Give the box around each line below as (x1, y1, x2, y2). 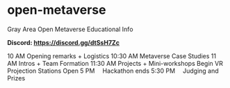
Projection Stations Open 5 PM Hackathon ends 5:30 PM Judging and (7, 67, 219, 75)
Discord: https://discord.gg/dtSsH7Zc (7, 38, 120, 46)
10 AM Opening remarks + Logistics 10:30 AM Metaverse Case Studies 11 (7, 51, 217, 60)
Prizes (7, 73, 26, 82)
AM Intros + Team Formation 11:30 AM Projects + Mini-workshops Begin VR (7, 59, 224, 67)
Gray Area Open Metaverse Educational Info (7, 25, 133, 33)
